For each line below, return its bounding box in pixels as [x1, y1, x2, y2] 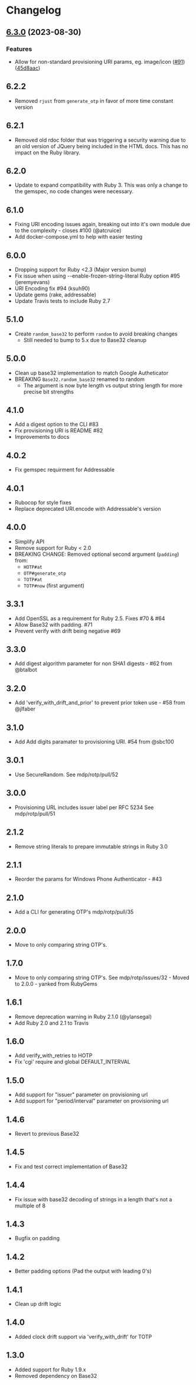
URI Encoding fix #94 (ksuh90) [14, 285, 90, 292]
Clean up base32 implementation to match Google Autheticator [14, 369, 169, 376]
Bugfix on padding [14, 1235, 60, 1242]
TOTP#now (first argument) [23, 582, 84, 589]
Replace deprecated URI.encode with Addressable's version [14, 506, 161, 512]
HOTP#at [23, 564, 43, 570]
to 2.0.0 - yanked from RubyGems [14, 980, 97, 987]
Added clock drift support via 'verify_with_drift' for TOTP [14, 1333, 152, 1340]
